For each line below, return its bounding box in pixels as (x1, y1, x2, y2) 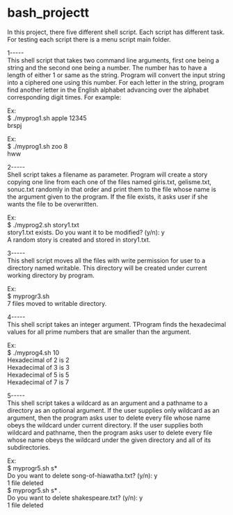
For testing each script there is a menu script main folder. (7, 35, 172, 43)
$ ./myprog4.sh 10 (7, 348, 60, 357)
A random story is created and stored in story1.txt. (7, 235, 151, 244)
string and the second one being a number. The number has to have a (7, 63, 207, 72)
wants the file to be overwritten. (7, 199, 99, 208)
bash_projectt (7, 5, 90, 21)
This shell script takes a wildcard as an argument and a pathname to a (7, 398, 208, 407)
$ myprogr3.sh (7, 292, 50, 300)
